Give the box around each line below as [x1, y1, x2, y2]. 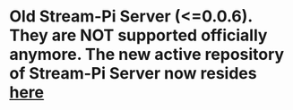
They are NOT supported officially [9, 25, 268, 46]
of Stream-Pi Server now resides [9, 63, 257, 84]
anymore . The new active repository [9, 45, 285, 64]
